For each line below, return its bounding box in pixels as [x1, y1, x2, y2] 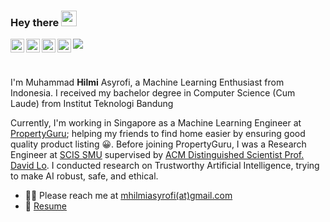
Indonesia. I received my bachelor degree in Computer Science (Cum [10, 87, 296, 99]
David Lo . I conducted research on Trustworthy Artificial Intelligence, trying [10, 160, 320, 172]
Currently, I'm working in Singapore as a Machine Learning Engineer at [10, 117, 302, 129]
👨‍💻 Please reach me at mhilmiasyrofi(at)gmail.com [24, 190, 233, 202]
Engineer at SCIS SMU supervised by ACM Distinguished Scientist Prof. [10, 149, 305, 161]
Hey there [10, 15, 60, 29]
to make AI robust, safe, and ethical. [10, 170, 159, 182]
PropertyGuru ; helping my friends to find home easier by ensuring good [10, 128, 306, 140]
